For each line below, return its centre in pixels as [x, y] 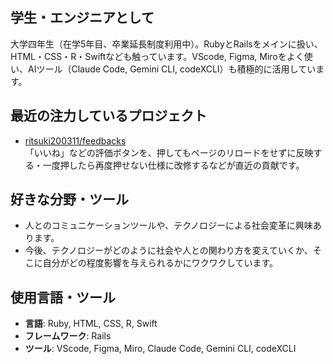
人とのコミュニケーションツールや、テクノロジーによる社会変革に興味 [168, 225]
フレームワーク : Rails [68, 336]
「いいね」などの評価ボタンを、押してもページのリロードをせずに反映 [169, 152]
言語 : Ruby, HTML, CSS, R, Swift [91, 324]
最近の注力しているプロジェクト [109, 116]
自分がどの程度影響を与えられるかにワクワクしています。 [160, 263]
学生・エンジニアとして [82, 18]
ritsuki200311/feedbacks [75, 140]
